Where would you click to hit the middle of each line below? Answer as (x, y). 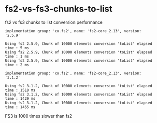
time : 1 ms (17, 56)
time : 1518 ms (20, 90)
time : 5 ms (17, 48)
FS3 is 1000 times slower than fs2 (39, 116)
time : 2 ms (17, 65)
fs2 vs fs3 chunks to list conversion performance (54, 22)
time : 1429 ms (20, 98)
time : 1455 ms (20, 107)
